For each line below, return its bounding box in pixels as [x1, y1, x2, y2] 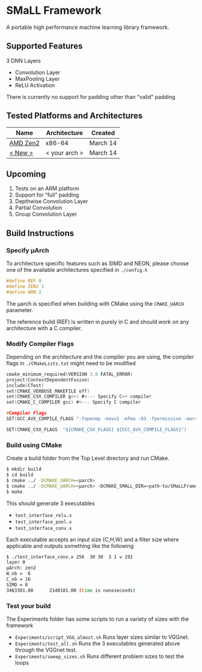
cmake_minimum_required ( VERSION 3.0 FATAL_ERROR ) [6, 371, 133, 377]
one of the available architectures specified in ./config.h [6, 266, 148, 274]
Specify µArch [6, 246, 49, 254]
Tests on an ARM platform [14, 185, 79, 192]
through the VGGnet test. [14, 646, 77, 653]
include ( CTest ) [6, 382, 44, 389]
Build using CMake [6, 441, 62, 449]
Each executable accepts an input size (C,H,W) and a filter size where [6, 536, 179, 543]
